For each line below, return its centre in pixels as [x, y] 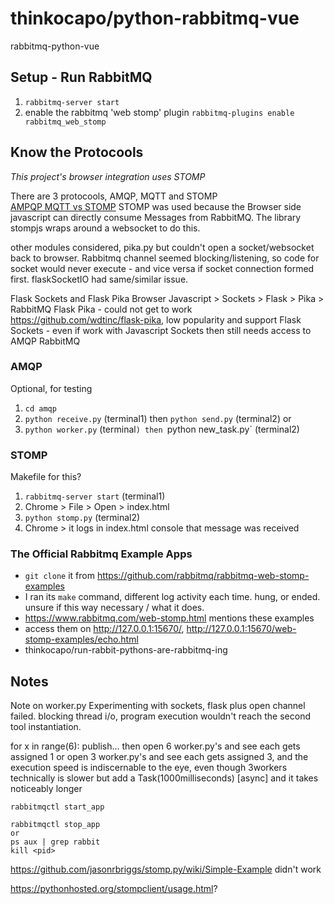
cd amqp [40, 408]
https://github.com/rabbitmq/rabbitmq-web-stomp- [203, 576]
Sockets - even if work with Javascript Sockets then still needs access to [161, 330]
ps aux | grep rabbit [55, 842]
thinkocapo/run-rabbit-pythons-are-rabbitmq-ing [126, 650]
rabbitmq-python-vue [55, 46]
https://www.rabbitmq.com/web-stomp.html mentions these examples [169, 618]
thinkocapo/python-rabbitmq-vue [155, 18]
